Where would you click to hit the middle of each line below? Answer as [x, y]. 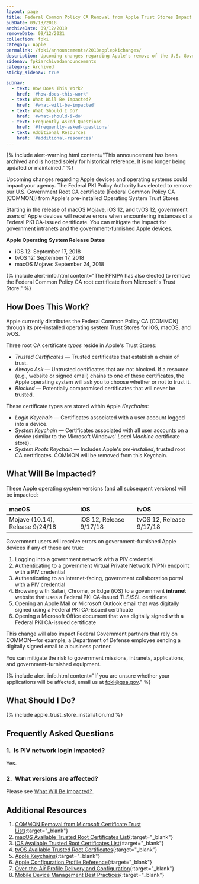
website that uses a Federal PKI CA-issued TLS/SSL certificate [91, 597]
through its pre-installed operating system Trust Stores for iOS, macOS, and [99, 327]
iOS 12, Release [102, 519]
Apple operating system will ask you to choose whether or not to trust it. [103, 382]
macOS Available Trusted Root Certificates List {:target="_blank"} [94, 837]
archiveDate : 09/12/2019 [37, 28]
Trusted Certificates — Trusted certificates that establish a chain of [97, 357]
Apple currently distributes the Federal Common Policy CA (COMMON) [92, 321]
